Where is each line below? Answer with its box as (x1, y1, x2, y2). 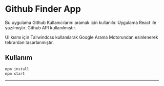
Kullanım (5, 54, 33, 62)
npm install (5, 66, 29, 71)
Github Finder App (5, 3, 82, 15)
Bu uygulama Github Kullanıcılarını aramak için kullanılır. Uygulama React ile (5, 20, 157, 25)
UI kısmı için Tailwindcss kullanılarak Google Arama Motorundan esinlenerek (5, 34, 159, 40)
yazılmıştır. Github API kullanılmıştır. (5, 24, 77, 30)
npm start (5, 71, 25, 76)
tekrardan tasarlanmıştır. (5, 39, 54, 45)
